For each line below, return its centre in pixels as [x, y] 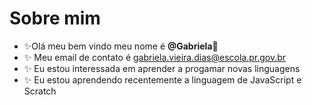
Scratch [40, 91]
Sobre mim [55, 18]
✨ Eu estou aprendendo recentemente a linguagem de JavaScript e [162, 79]
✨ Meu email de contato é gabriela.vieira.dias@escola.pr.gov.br [155, 57]
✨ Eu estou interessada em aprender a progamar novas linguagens [162, 68]
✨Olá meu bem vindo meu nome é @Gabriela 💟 [121, 46]
